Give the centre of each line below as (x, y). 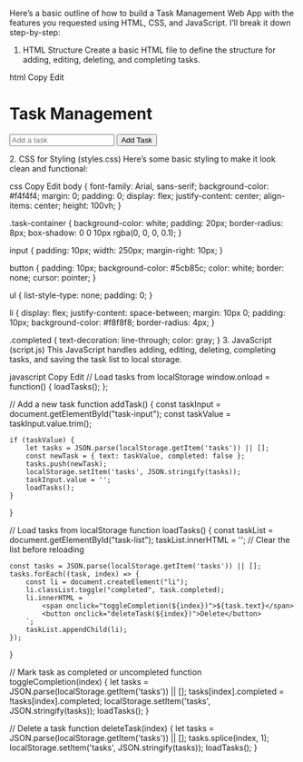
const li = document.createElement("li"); (107, 582)
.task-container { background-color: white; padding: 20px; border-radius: (147, 223)
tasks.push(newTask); (66, 464)
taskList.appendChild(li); (77, 629)
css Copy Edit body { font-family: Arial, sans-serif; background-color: (139, 186)
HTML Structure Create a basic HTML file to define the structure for (149, 50)
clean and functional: (49, 168)
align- (274, 195)
